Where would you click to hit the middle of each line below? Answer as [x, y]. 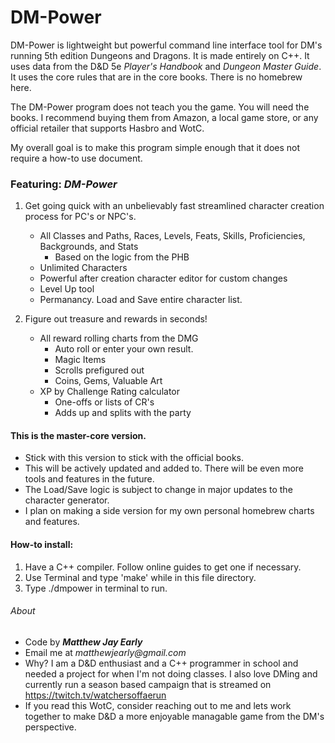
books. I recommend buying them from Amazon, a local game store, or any [164, 117]
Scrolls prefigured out [99, 370]
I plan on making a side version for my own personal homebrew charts [169, 511]
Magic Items [80, 360]
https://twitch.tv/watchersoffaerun [95, 695]
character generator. [67, 500]
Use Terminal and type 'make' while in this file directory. [140, 577]
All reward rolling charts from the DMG [119, 338]
